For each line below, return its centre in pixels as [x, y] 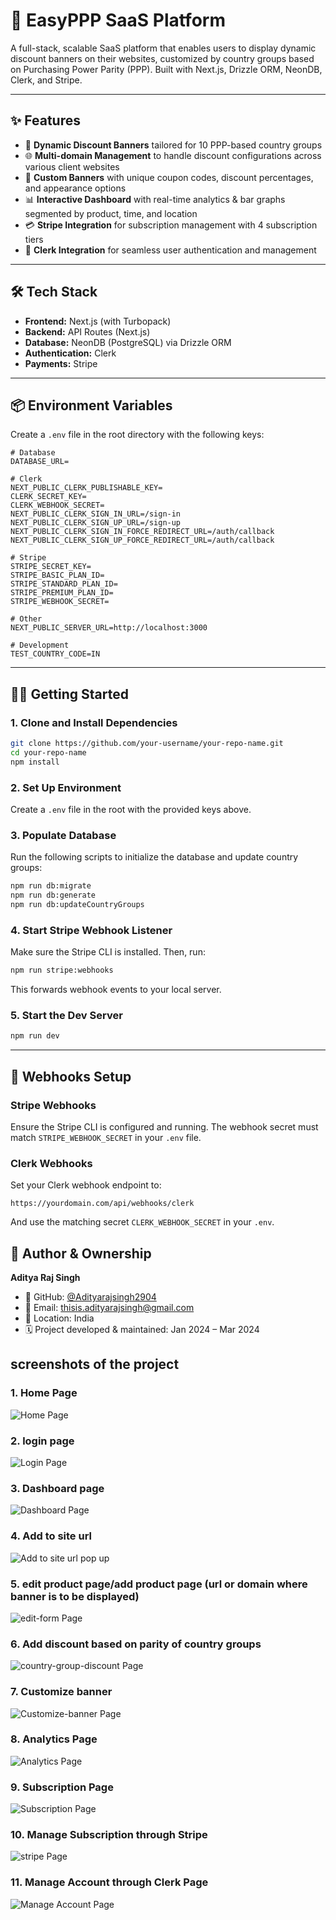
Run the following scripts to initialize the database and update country [154, 857]
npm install [35, 762]
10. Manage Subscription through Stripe [109, 1835]
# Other [26, 619]
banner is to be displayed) [75, 1596]
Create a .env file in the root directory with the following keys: [137, 435]
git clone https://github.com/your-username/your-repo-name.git [147, 744]
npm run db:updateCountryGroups [77, 905]
